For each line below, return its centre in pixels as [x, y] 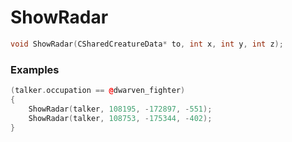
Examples [35, 69]
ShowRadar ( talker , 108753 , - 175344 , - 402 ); [120, 118]
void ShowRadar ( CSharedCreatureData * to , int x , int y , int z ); [147, 44]
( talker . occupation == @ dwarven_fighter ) [98, 91]
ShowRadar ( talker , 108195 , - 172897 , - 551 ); [120, 109]
